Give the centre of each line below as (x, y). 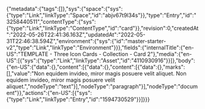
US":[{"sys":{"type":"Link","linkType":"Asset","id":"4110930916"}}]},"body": (101, 61)
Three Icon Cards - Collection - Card (100, 54)
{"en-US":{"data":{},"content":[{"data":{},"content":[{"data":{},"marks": (96, 67)
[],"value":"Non (25, 73)
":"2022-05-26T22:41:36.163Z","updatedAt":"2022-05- (76, 35)
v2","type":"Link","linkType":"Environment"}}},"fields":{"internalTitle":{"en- (100, 47)
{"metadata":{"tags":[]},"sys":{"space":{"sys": (65, 9)
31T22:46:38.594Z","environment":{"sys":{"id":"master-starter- (86, 41)
